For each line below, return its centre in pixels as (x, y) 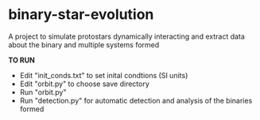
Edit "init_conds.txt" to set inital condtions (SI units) (104, 75)
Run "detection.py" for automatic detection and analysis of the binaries (136, 100)
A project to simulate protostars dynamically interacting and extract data (126, 36)
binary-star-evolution (81, 15)
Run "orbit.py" (43, 92)
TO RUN (22, 60)
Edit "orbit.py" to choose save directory (84, 84)
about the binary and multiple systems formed (84, 44)
